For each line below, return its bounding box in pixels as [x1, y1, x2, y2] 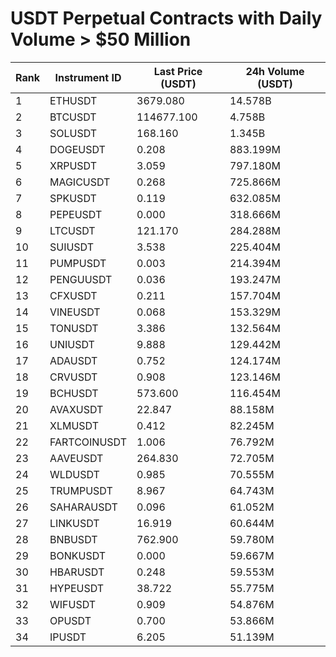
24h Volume [245, 64, 305, 78]
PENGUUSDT [49, 272, 113, 286]
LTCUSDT [49, 223, 96, 237]
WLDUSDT [49, 467, 100, 481]
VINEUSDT [49, 305, 101, 319]
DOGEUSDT [49, 142, 106, 156]
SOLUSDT [49, 126, 98, 140]
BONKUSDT [49, 548, 107, 562]
